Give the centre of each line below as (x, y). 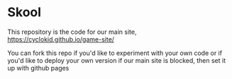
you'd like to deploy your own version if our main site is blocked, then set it (116, 60)
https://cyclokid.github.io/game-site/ (61, 39)
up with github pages (38, 68)
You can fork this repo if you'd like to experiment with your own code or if (115, 53)
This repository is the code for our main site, (72, 32)
